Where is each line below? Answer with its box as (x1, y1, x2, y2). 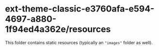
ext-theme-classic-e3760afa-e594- (5, 3, 155, 14)
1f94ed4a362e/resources (5, 24, 111, 35)
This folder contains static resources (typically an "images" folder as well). (5, 39, 153, 45)
